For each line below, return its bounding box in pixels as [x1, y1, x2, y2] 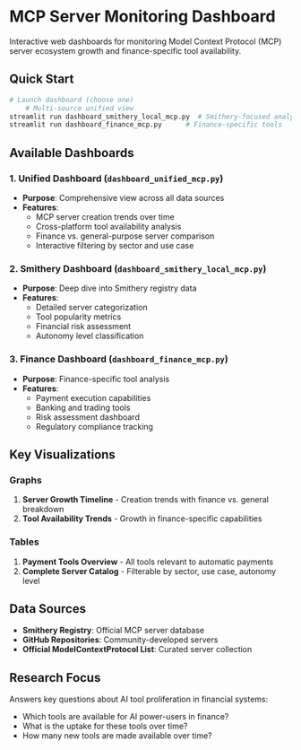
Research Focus [9, 670, 101, 685]
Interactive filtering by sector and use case [35, 240, 194, 250]
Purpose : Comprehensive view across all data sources [21, 192, 225, 203]
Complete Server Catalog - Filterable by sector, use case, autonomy [21, 565, 277, 576]
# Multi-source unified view [25, 103, 134, 113]
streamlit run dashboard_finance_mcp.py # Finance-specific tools [9, 120, 282, 129]
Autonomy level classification [35, 330, 144, 342]
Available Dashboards [9, 145, 134, 161]
